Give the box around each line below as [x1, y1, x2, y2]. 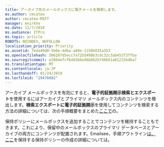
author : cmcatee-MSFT [5, 16, 49, 21]
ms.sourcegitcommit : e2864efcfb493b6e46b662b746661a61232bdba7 [5, 57, 137, 62]
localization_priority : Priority [5, 44, 73, 49]
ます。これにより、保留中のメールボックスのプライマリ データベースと [9, 124, 151, 130]
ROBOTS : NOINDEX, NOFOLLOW [5, 39, 60, 44]
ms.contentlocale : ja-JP [5, 67, 56, 72]
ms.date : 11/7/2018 [5, 25, 45, 30]
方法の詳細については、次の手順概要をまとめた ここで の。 [5, 108, 121, 114]
